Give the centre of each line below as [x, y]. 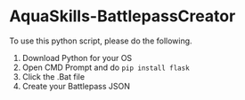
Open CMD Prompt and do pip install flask [106, 67]
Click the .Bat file [53, 76]
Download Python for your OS [77, 58]
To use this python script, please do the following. [101, 41]
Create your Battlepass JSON [76, 86]
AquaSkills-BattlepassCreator [122, 16]
